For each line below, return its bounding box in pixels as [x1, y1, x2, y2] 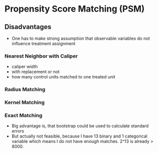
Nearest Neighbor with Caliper [4, 52, 78, 59]
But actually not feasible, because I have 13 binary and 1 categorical [11, 133, 148, 139]
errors [11, 128, 24, 134]
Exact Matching [4, 112, 42, 119]
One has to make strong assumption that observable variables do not [11, 35, 150, 41]
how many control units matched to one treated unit [11, 74, 115, 80]
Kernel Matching [4, 99, 45, 106]
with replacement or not [11, 69, 60, 75]
